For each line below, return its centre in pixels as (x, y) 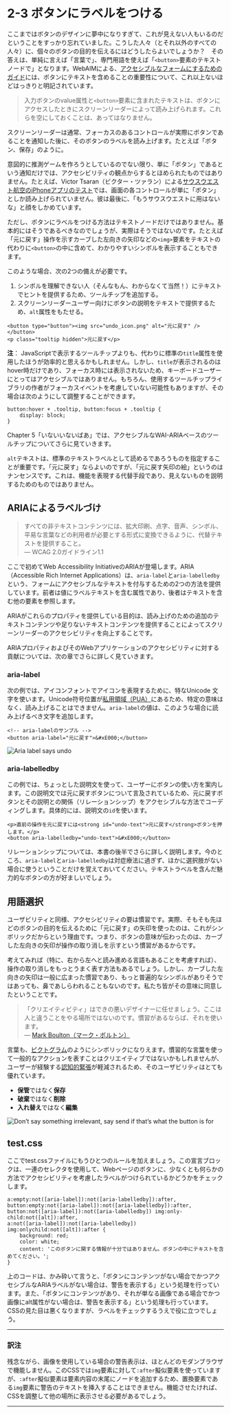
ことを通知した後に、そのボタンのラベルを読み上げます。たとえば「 (109, 141)
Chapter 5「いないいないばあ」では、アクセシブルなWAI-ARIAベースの (107, 435)
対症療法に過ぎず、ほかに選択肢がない (168, 861)
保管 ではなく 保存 (41, 1090)
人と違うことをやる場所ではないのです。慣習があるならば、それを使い (123, 1018)
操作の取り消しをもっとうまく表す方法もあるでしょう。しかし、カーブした (112, 969)
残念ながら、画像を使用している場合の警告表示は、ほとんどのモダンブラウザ (115, 1362)
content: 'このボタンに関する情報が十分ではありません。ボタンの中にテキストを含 (122, 1249)
